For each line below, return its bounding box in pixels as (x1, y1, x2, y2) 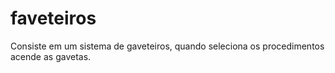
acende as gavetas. (10, 50, 92, 62)
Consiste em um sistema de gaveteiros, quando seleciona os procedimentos (10, 40, 325, 52)
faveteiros (10, 7, 97, 30)
